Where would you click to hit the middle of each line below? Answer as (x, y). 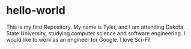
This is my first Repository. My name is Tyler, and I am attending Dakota (95, 27)
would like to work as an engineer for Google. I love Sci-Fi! (79, 39)
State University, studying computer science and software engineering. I (96, 33)
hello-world (36, 10)
